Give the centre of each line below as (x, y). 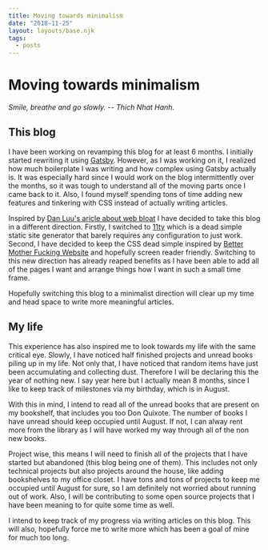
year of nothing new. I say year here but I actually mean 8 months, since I (129, 380)
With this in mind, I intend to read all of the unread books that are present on (134, 404)
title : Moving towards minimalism (66, 16)
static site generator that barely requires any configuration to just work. (126, 235)
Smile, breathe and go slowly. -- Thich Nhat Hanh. (91, 107)
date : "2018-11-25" (41, 23)
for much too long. (39, 537)
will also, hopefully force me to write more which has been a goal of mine (129, 528)
